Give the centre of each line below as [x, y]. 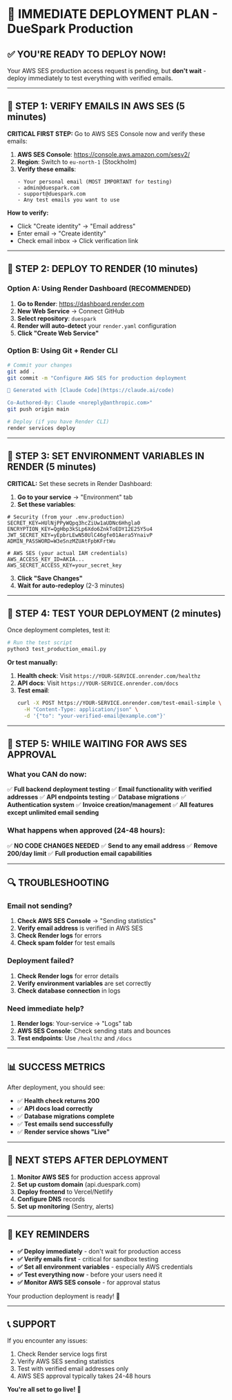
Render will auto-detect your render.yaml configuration [97, 325]
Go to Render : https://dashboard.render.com [81, 304]
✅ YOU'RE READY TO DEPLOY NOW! [87, 54]
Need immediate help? [46, 1009]
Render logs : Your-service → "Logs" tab [75, 1024]
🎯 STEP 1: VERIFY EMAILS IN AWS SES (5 [96, 106]
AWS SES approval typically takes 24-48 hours [84, 1376]
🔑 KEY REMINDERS [48, 1235]
